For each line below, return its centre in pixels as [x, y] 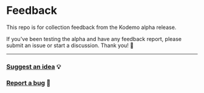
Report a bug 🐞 [29, 83]
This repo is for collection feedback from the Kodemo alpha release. [91, 27]
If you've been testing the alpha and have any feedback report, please [94, 39]
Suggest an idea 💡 [34, 66]
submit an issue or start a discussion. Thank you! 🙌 [70, 45]
